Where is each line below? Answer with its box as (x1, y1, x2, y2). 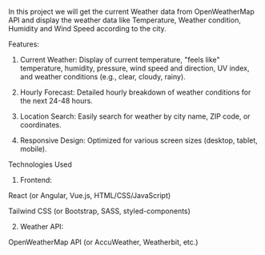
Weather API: (19, 222, 64, 231)
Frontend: (19, 176, 52, 184)
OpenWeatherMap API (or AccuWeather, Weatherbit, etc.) (8, 237, 199, 247)
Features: (8, 39, 40, 49)
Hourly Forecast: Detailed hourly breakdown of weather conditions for (19, 87, 251, 97)
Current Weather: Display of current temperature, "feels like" (19, 55, 220, 64)
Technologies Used (8, 160, 72, 169)
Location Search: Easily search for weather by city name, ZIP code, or (19, 111, 251, 121)
